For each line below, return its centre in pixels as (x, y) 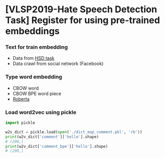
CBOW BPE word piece (37, 94)
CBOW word (26, 88)
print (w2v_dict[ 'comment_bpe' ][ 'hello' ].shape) (57, 146)
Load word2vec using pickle (41, 112)
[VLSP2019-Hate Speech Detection (81, 9)
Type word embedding (34, 77)
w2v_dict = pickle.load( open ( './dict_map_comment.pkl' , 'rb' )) (74, 132)
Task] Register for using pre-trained (83, 20)
